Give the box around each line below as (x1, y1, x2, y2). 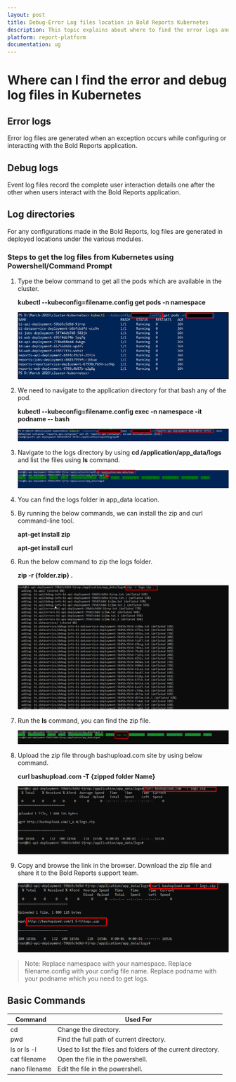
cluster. (17, 285, 39, 293)
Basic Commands (7, 994, 86, 1007)
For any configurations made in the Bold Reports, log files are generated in (7, 227, 223, 235)
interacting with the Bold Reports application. (7, 142, 138, 150)
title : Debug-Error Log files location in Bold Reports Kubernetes (7, 18, 209, 26)
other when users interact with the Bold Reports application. (7, 187, 181, 197)
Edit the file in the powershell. (57, 1064, 143, 1074)
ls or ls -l (10, 1045, 37, 1053)
